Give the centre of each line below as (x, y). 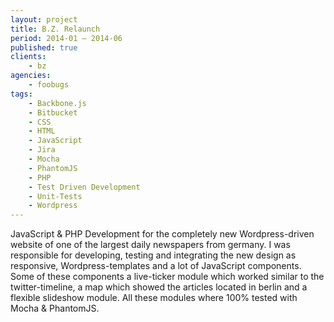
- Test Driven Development (84, 187)
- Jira (42, 150)
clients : (28, 57)
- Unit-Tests (55, 196)
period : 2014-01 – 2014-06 (66, 38)
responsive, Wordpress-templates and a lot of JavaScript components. (156, 266)
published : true (44, 47)
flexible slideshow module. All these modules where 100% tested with (154, 298)
